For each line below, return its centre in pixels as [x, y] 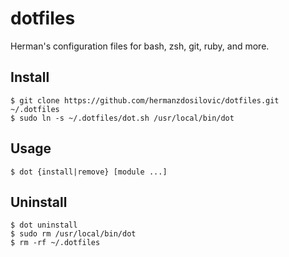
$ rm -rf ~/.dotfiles [55, 243]
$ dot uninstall [44, 225]
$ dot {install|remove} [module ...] [89, 172]
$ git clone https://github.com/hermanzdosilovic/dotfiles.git [145, 100]
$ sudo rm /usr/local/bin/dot [73, 234]
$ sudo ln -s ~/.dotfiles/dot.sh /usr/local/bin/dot [122, 118]
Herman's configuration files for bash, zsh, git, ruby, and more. [140, 46]
